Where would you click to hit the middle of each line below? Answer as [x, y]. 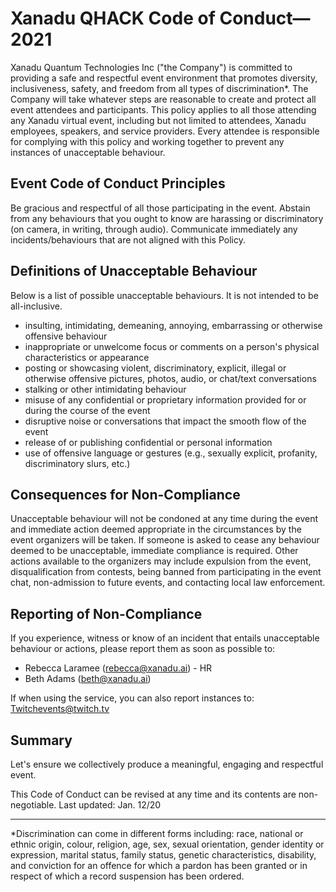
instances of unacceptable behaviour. [88, 152]
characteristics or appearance [87, 357]
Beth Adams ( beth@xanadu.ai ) [88, 679]
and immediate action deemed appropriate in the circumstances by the [156, 529]
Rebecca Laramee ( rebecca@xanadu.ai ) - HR [118, 668]
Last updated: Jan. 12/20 [110, 805]
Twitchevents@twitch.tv [60, 709]
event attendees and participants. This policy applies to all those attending [163, 109]
